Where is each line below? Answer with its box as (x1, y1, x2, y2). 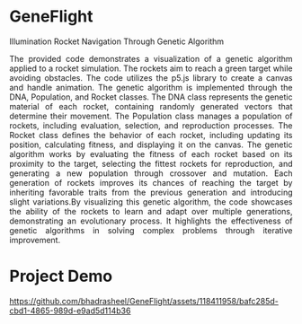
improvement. (9, 234, 61, 245)
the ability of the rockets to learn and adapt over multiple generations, (9, 206, 293, 216)
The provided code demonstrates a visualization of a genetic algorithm (9, 53, 293, 64)
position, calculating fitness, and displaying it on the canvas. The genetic (9, 139, 293, 150)
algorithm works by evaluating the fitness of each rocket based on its (9, 148, 293, 159)
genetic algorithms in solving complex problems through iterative (9, 224, 293, 235)
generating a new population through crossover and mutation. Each (9, 168, 293, 179)
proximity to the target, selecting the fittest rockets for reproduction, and (9, 158, 293, 169)
